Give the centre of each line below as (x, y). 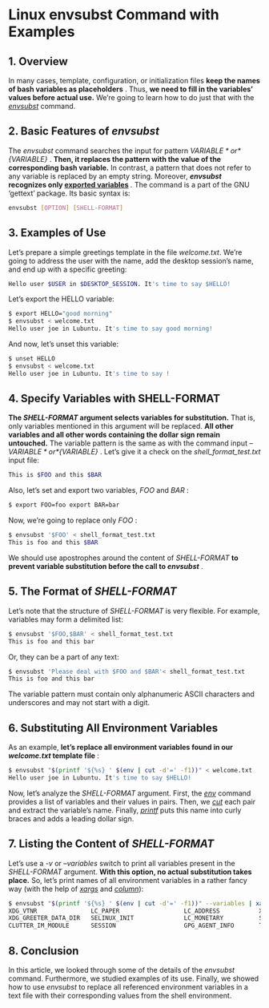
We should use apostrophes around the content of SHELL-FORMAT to (123, 558)
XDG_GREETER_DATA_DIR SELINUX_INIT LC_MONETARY (116, 918)
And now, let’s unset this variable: (63, 344)
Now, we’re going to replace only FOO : (73, 520)
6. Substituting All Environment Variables (113, 728)
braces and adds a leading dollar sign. (71, 818)
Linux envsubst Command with (114, 15)
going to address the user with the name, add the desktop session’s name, (131, 260)
